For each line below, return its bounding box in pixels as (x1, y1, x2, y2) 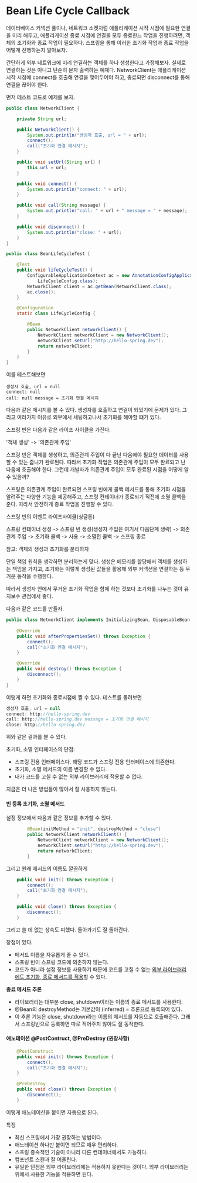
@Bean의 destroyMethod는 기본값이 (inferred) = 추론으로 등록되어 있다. (14, 1006, 183, 1013)
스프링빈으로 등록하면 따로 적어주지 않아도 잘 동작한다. (21, 1020, 145, 1027)
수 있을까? (6, 473, 29, 481)
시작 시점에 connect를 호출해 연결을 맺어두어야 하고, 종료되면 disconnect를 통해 (6, 74, 191, 81)
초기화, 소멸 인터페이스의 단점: (6, 746, 75, 753)
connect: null (6, 389, 41, 395)
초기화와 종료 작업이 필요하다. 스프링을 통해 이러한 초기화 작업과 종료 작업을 (16, 39, 189, 46)
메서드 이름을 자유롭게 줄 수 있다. (14, 951, 90, 958)
